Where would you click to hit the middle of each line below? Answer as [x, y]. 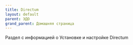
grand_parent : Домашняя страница [40, 23]
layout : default [22, 14]
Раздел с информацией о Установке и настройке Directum [67, 38]
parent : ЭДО [17, 19]
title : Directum [22, 10]
